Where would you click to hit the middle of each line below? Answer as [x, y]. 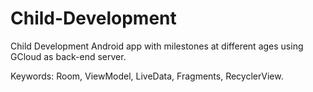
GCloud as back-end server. [68, 56]
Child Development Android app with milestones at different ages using [157, 46]
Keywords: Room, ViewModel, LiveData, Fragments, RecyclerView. [147, 76]
